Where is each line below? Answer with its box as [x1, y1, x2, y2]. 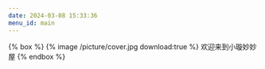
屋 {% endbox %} [8, 52, 66, 61]
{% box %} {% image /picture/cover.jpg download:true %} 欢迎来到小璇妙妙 [8, 41, 257, 52]
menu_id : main [8, 19, 56, 27]
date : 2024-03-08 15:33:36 [8, 11, 98, 20]
